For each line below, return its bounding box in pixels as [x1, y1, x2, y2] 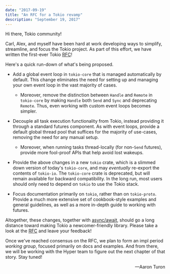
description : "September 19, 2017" [5, 17, 81, 22]
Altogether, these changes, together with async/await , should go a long [5, 217, 155, 223]
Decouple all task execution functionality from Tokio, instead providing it [12, 118, 164, 124]
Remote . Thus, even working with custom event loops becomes [20, 103, 151, 109]
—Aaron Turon [134, 264, 165, 270]
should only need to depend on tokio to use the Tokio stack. [12, 181, 140, 187]
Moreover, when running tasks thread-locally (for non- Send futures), [20, 144, 162, 150]
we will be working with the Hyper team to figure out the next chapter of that [5, 249, 165, 255]
